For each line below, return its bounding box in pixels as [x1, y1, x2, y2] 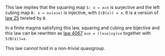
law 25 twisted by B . [5, 15, 47, 21]
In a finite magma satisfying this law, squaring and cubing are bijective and [5, 25, 160, 31]
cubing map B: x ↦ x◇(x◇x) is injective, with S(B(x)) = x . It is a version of [5, 10, 158, 16]
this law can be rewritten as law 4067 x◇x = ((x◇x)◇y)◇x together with [5, 30, 151, 36]
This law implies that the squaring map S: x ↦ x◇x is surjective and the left [5, 5, 160, 10]
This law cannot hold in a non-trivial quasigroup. [5, 45, 106, 51]
